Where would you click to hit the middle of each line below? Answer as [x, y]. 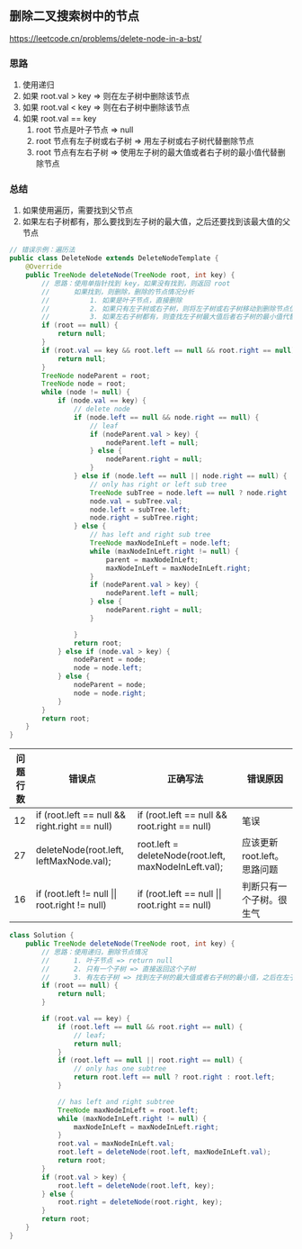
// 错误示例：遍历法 [42, 250]
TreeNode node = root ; [84, 384]
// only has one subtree [120, 1069]
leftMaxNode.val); [73, 861]
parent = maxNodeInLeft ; [152, 560]
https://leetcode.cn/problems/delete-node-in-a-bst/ [106, 38]
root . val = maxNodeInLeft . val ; [116, 1144]
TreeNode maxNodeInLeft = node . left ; [160, 543]
